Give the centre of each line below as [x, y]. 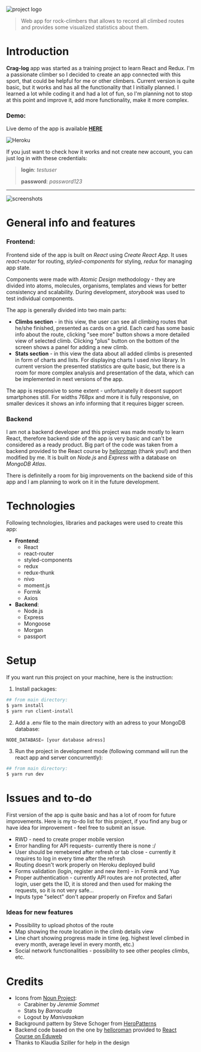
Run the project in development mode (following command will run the [101, 751]
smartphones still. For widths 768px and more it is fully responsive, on [92, 397]
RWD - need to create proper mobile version [69, 840]
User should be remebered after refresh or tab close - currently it [95, 852]
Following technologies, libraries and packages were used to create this [95, 523]
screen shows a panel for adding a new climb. [71, 347]
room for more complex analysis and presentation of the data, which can [104, 373]
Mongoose [37, 624]
